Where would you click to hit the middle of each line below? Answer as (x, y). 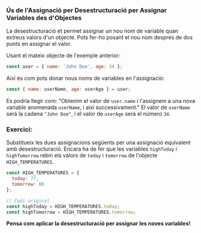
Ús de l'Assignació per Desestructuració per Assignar (87, 10)
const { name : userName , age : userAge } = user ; (69, 90)
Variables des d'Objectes (44, 18)
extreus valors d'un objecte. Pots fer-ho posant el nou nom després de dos (100, 38)
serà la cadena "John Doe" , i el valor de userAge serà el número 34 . (88, 114)
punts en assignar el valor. (39, 44)
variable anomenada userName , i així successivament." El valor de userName (98, 107)
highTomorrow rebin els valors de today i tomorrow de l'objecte (82, 156)
